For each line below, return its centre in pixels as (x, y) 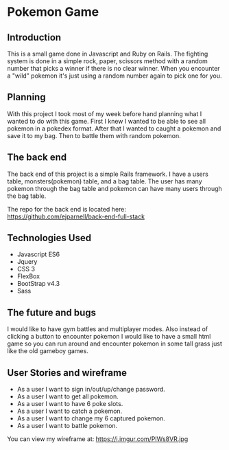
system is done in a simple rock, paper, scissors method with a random (107, 61)
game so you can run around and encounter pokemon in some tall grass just (115, 344)
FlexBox (28, 276)
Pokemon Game (53, 12)
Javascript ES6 (38, 254)
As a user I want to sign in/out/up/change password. (91, 390)
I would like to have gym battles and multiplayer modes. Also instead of (107, 329)
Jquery (27, 262)
